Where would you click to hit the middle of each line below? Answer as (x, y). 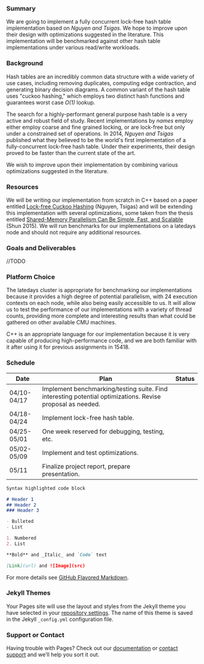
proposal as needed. (71, 404)
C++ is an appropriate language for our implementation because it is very (98, 334)
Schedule (21, 363)
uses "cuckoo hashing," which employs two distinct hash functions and (95, 96)
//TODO (16, 261)
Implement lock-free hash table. (88, 417)
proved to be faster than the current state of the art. (71, 152)
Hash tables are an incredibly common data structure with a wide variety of (100, 77)
